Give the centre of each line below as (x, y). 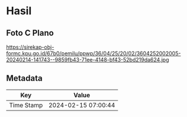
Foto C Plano (30, 33)
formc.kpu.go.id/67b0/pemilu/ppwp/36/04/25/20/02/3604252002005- (93, 53)
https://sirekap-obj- (30, 47)
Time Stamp (26, 105)
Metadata (24, 78)
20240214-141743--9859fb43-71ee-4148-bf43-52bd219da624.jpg (88, 60)
